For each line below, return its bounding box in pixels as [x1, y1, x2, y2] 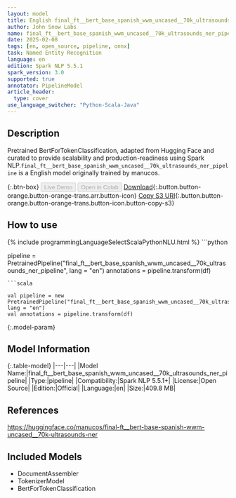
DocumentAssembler [17, 469, 79, 478]
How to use [7, 219, 58, 231]
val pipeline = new [7, 292, 65, 299]
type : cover [13, 95, 49, 102]
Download [123, 182, 153, 191]
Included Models [7, 450, 82, 463]
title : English [7, 17, 52, 24]
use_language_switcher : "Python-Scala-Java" [7, 102, 140, 109]
